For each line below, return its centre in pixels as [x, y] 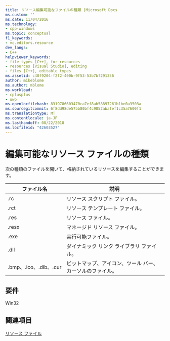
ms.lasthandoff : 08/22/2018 [35, 123]
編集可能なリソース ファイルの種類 [77, 154]
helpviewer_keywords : [28, 57]
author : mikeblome [25, 80]
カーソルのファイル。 [92, 271]
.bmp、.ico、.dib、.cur [35, 267]
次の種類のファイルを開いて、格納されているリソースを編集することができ [82, 169]
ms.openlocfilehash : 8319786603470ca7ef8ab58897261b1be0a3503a [73, 104]
